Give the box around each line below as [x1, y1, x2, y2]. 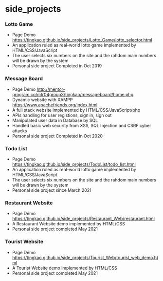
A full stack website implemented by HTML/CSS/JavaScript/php [12, 107, 141, 113]
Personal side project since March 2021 [12, 187, 91, 193]
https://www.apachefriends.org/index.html [12, 101, 98, 108]
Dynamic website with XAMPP [12, 97, 73, 102]
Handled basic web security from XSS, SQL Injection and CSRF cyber [12, 122, 152, 128]
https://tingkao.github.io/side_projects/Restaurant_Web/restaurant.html [12, 216, 155, 221]
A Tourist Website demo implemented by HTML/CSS [12, 265, 118, 271]
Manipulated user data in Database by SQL [12, 117, 98, 123]
